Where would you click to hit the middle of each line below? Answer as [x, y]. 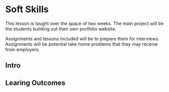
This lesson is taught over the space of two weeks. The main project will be [84, 23]
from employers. [22, 49]
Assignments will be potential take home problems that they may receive [82, 44]
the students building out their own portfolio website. [61, 28]
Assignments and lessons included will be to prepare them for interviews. [82, 39]
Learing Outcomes [35, 83]
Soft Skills [27, 9]
